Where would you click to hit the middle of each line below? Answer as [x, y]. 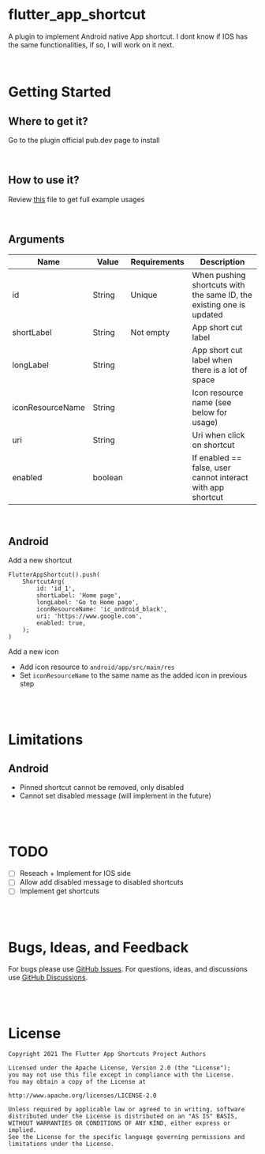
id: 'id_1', [56, 589]
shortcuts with [218, 284]
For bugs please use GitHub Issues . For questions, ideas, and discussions [128, 969]
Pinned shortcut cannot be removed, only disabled [101, 788]
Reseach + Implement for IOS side [75, 874]
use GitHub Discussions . [48, 978]
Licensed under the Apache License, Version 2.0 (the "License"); [119, 1068]
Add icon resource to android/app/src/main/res [97, 667]
